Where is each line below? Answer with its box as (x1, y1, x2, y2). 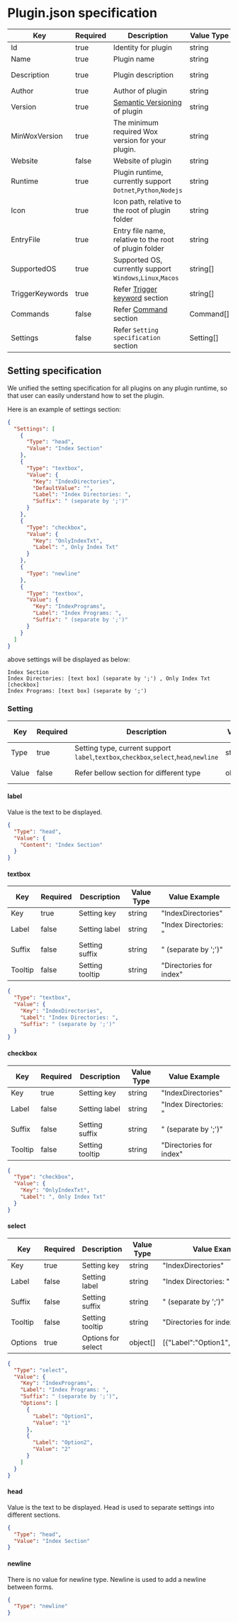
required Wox (113, 126, 158, 136)
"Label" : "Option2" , (33, 1439, 93, 1446)
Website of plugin (113, 156, 172, 166)
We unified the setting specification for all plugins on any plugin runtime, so (7, 384, 228, 392)
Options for (81, 1333, 120, 1343)
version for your (113, 135, 166, 145)
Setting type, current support (74, 743, 171, 753)
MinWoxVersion (11, 131, 63, 141)
